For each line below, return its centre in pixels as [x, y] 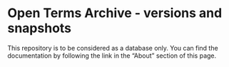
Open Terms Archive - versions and [115, 13]
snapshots [40, 28]
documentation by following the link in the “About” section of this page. [112, 56]
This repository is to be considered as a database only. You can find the [113, 48]
